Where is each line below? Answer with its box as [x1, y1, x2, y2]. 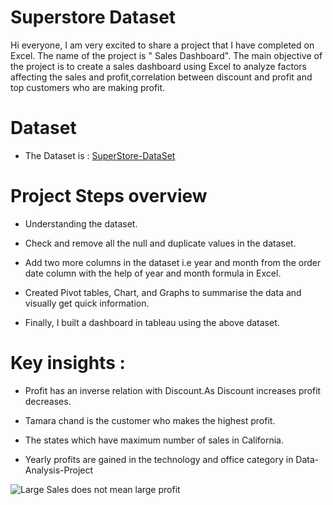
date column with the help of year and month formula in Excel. [24, 267, 282, 279]
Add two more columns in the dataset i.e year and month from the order [24, 256, 322, 268]
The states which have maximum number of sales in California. [24, 434, 284, 446]
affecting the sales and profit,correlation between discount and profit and [10, 71, 313, 83]
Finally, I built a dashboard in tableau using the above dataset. [24, 316, 280, 328]
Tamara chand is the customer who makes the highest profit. [24, 414, 276, 426]
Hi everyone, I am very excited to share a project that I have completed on [10, 39, 315, 51]
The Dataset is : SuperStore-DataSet [24, 149, 176, 161]
